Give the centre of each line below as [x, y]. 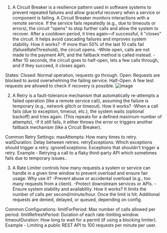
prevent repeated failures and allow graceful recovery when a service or [86, 12]
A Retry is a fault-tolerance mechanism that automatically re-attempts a [85, 95]
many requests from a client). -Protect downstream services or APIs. [83, 184]
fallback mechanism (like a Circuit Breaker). [57, 127]
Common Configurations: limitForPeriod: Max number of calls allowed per [80, 209]
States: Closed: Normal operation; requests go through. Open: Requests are [83, 75]
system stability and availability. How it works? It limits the [87, 189]
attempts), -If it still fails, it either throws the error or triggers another [83, 122]
